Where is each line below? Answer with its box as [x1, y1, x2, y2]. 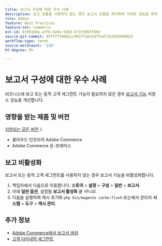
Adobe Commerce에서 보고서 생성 [12, 230, 78, 235]
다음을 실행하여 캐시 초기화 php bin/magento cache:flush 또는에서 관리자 [12, 195, 152, 200]
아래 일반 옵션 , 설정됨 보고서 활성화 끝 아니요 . [12, 188, 97, 194]
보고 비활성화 [5, 158, 42, 167]
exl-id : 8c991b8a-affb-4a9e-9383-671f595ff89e [5, 30, 101, 34]
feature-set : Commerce [5, 25, 51, 30]
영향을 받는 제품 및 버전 [5, 112, 70, 121]
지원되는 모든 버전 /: [5, 126, 43, 132]
